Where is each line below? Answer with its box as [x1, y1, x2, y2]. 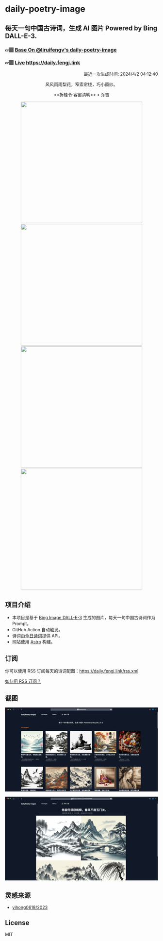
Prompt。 [12, 621, 32, 626]
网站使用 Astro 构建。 [12, 639, 55, 644]
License [5, 919, 30, 927]
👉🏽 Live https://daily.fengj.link [5, 59, 81, 66]
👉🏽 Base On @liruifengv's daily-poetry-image [5, 46, 117, 53]
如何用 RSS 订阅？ [5, 678, 41, 684]
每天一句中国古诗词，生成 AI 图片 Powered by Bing [5, 24, 158, 32]
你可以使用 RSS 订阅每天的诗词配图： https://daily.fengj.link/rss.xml [5, 668, 139, 674]
